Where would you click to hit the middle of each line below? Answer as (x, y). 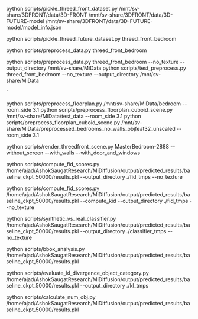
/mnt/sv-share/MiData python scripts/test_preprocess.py (117, 68)
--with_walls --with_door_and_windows (92, 153)
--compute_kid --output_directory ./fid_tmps (134, 201)
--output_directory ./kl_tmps (114, 286)
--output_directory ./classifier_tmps (123, 231)
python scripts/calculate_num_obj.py (51, 297)
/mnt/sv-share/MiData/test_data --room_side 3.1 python (74, 116)
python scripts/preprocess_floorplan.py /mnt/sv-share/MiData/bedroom (94, 104)
